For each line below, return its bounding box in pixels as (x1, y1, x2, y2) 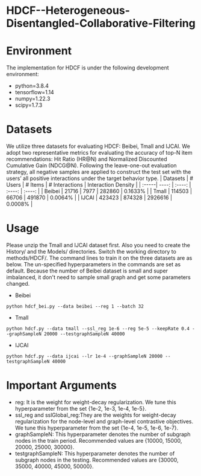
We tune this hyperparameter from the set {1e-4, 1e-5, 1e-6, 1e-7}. (14, 424, 179, 431)
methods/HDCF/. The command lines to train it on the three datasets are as (6, 254, 193, 262)
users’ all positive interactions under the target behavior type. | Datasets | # (6, 175, 194, 182)
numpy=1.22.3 (14, 95, 51, 103)
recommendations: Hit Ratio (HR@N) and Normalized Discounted (6, 155, 167, 163)
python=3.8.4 (14, 82, 49, 89)
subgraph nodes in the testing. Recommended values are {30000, (14, 456, 179, 463)
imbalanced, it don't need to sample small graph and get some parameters (6, 274, 191, 281)
